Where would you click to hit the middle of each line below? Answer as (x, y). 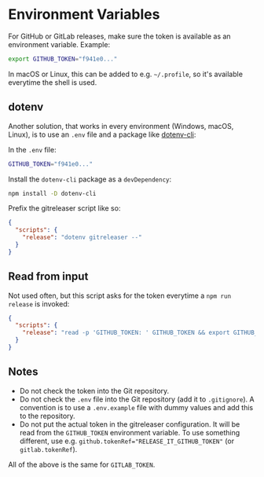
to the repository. (48, 416)
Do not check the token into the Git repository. (94, 391)
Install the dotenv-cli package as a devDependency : (90, 179)
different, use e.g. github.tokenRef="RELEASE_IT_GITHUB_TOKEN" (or (126, 441)
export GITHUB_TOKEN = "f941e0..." (63, 59)
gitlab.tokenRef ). (48, 449)
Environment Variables (84, 15)
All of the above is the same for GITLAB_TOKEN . (82, 464)
